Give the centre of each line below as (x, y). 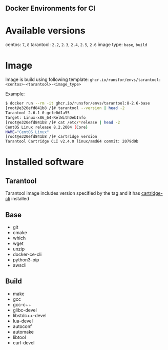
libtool (19, 337)
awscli (19, 265)
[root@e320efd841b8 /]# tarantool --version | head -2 (65, 108)
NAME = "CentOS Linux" (27, 132)
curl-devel (24, 342)
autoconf (22, 326)
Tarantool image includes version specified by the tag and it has (73, 193)
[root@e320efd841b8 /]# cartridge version (51, 137)
